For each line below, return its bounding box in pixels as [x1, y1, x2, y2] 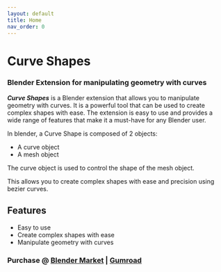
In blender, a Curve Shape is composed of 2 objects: [7, 129, 158, 138]
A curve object [17, 143, 60, 151]
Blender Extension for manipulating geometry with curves [7, 78, 207, 88]
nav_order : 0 [7, 23, 45, 30]
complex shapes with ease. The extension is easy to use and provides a [7, 109, 213, 117]
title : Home [7, 17, 42, 24]
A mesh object [17, 150, 59, 159]
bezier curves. [7, 184, 49, 193]
